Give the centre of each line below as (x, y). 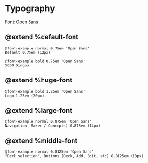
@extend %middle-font (41, 140)
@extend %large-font (39, 110)
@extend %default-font (42, 37)
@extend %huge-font (39, 80)
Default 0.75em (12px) (28, 52)
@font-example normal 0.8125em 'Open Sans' (50, 152)
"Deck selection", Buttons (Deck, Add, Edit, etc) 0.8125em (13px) (74, 156)
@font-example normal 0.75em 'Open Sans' (47, 48)
